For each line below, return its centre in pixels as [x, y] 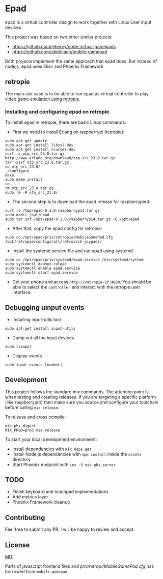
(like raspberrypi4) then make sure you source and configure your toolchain [82, 402]
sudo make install [24, 180]
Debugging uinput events [45, 308]
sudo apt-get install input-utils [41, 328]
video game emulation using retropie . [43, 99]
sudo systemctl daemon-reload [36, 264]
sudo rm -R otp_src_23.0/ [31, 193]
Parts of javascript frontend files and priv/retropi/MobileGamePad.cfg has [80, 566]
